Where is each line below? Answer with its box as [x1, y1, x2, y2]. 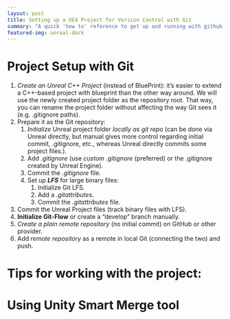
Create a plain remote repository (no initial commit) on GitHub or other [16, 220, 216, 228]
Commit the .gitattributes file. [37, 198, 121, 206]
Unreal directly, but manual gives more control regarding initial [27, 132, 204, 141]
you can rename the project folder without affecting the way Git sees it [16, 104, 217, 112]
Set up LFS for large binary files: [27, 176, 119, 185]
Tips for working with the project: [7, 265, 202, 281]
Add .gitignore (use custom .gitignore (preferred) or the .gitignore [27, 154, 213, 163]
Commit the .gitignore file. [27, 169, 102, 177]
